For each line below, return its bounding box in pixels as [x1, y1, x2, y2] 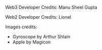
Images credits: [5, 24, 37, 30]
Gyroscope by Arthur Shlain [12, 34, 71, 39]
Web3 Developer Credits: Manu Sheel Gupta [5, 5, 97, 10]
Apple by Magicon [12, 39, 51, 45]
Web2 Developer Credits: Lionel [5, 14, 72, 20]
